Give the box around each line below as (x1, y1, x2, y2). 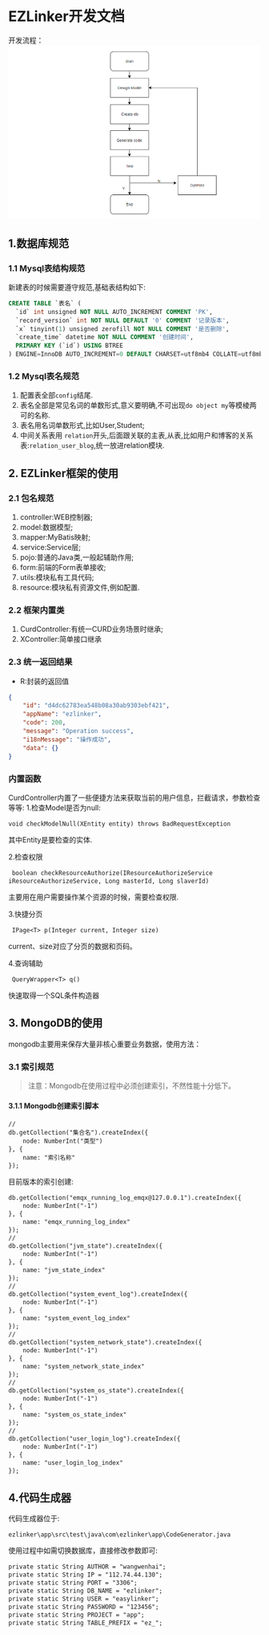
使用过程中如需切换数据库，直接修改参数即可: (8, 1546, 159, 1555)
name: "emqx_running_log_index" (22, 1218, 130, 1226)
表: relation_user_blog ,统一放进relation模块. (19, 441, 165, 451)
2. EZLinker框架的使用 (8, 467, 118, 480)
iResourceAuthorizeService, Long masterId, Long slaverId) (8, 877, 210, 885)
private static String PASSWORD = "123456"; (8, 1603, 159, 1611)
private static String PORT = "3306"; (8, 1579, 138, 1587)
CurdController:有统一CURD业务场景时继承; (19, 624, 164, 634)
